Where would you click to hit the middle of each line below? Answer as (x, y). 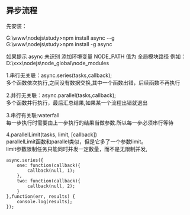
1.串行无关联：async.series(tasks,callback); (59, 75)
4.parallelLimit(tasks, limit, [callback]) (52, 134)
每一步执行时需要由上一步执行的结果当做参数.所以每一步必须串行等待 (90, 123)
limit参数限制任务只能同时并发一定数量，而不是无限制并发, (77, 149)
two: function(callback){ (49, 181)
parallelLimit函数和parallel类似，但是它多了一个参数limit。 (76, 142)
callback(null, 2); (51, 186)
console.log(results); (45, 201)
